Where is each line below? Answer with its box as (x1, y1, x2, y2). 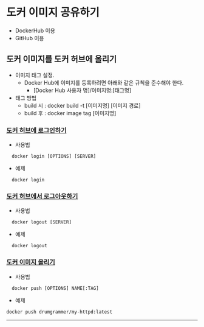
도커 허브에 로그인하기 (6, 126, 67, 135)
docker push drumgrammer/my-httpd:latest (6, 309, 113, 315)
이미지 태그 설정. (15, 71, 55, 79)
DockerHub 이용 (15, 27, 56, 34)
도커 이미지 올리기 (6, 258, 56, 267)
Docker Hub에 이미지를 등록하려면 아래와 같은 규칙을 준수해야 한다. (24, 79, 184, 86)
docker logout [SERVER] (12, 219, 72, 225)
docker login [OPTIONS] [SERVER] (12, 153, 97, 160)
